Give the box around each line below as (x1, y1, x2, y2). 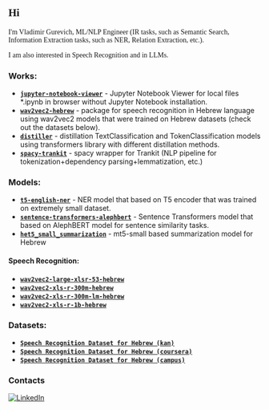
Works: (8, 70, 38, 81)
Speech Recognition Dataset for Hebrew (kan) (19, 339, 175, 347)
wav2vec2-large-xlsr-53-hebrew (19, 275, 125, 283)
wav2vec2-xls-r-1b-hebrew (19, 301, 106, 309)
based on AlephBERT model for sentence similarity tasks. (19, 221, 210, 230)
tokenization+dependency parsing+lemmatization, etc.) (19, 156, 203, 167)
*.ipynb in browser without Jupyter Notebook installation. (19, 97, 208, 107)
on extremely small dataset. (19, 204, 111, 213)
